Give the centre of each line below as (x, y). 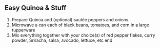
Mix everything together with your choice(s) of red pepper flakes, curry (83, 35)
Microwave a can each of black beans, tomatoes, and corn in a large (80, 25)
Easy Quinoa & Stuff (36, 8)
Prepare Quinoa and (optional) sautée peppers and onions (70, 19)
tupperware (23, 30)
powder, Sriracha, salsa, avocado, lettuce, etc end (62, 40)
